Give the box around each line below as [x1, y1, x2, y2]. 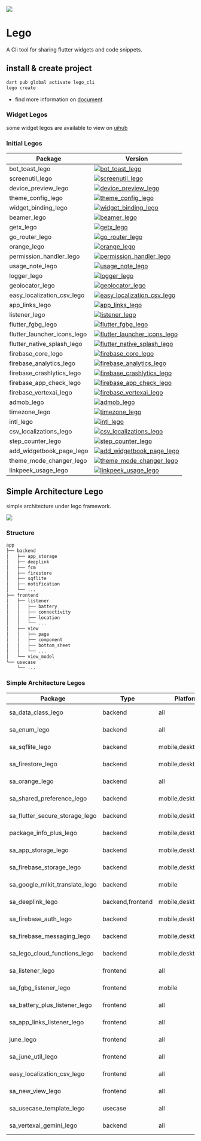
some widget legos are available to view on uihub [6, 124, 128, 131]
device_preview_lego [9, 184, 69, 193]
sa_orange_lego [9, 777, 54, 785]
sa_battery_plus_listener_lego [9, 1000, 92, 1009]
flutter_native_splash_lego [9, 340, 83, 348]
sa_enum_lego [9, 725, 50, 733]
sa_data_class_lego [9, 708, 64, 717]
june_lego [9, 1035, 37, 1043]
